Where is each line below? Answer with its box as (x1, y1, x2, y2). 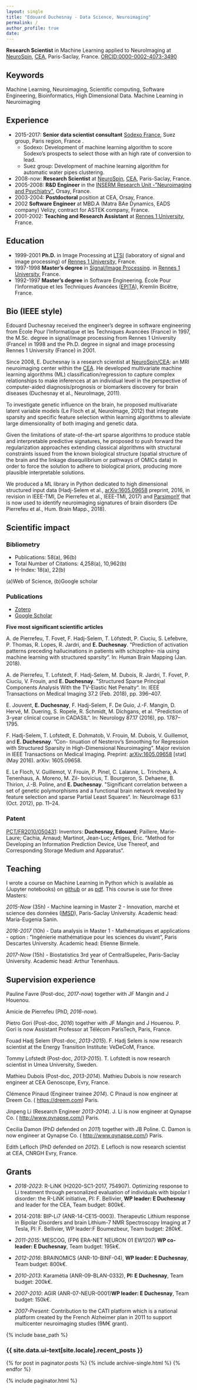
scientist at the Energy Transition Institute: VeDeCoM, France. (6, 1044, 155, 1051)
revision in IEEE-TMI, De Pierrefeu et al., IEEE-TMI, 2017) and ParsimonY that (6, 493, 191, 500)
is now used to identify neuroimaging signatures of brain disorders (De (6, 499, 178, 506)
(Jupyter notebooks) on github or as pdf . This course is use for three (6, 886, 172, 893)
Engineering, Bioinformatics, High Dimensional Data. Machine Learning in (6, 92, 183, 99)
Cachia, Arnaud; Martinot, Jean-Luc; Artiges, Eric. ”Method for (22, 834, 175, 841)
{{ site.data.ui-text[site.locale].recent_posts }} (6, 1346, 143, 1355)
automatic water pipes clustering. (23, 169, 105, 176)
